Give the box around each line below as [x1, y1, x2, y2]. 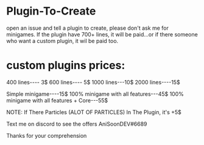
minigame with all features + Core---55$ [6, 96, 108, 104]
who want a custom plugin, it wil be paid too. [6, 37, 119, 44]
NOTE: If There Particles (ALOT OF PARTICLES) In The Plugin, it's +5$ [6, 108, 181, 116]
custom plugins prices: [6, 59, 125, 72]
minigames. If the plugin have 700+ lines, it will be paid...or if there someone [6, 30, 198, 38]
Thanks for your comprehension [6, 132, 87, 139]
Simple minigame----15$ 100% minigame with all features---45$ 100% [6, 90, 185, 98]
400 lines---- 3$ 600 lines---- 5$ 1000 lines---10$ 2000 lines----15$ [6, 78, 181, 86]
